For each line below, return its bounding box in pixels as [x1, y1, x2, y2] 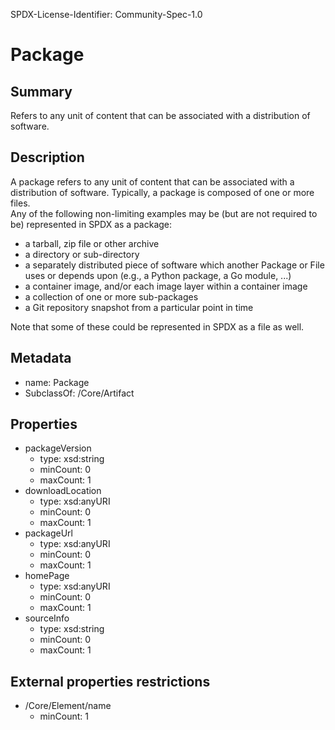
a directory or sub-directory [24, 248, 140, 260]
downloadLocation [24, 485, 102, 497]
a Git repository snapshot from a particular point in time [24, 301, 254, 313]
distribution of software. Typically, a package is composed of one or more [10, 186, 315, 198]
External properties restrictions [10, 673, 211, 690]
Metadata [10, 350, 72, 367]
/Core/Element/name [24, 700, 112, 712]
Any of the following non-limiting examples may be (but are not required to [10, 207, 318, 219]
